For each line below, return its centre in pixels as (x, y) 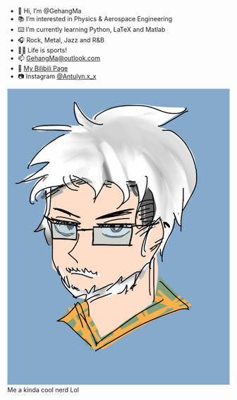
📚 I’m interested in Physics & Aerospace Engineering (95, 19)
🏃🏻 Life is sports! (42, 50)
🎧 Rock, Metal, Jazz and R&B (61, 40)
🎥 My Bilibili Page (43, 68)
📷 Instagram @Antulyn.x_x (57, 76)
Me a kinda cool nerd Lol (43, 390)
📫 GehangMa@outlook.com (59, 58)
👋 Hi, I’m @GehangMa (49, 11)
